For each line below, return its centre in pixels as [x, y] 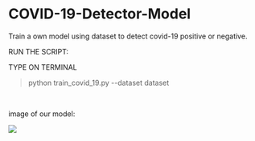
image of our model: [42, 114]
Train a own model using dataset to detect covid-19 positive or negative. [128, 36]
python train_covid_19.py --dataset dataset [99, 83]
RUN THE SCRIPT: [39, 51]
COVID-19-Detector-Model [100, 14]
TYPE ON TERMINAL [43, 67]
